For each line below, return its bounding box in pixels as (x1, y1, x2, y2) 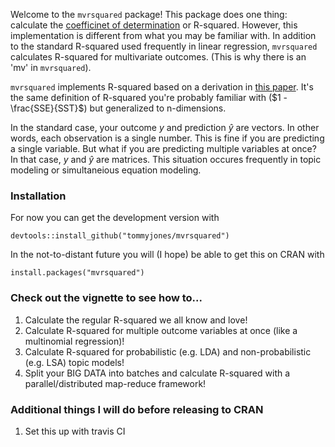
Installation (10, 189, 67, 203)
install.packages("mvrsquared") (10, 268, 145, 278)
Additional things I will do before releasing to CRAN (10, 402, 264, 416)
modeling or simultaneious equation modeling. (10, 164, 202, 176)
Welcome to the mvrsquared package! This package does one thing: (10, 9, 288, 20)
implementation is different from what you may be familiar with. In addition (10, 30, 317, 41)
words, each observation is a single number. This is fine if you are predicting (10, 132, 325, 144)
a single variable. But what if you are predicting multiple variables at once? (10, 143, 317, 154)
